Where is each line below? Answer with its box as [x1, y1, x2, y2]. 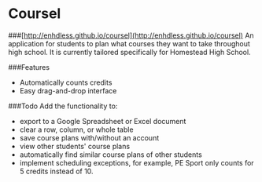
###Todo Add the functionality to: [8, 101, 118, 111]
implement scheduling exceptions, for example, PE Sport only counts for [19, 158, 254, 167]
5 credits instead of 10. [19, 166, 94, 176]
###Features [8, 62, 50, 71]
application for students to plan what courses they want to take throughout [8, 38, 250, 48]
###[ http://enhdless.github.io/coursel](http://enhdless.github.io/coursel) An [8, 31, 254, 40]
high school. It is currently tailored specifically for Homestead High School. [8, 47, 251, 56]
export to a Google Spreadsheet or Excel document [19, 116, 186, 126]
